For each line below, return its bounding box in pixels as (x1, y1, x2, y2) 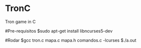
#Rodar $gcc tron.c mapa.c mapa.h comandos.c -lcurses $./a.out (5, 37, 137, 43)
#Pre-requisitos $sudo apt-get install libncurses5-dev (5, 28, 113, 34)
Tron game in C (5, 19, 36, 24)
